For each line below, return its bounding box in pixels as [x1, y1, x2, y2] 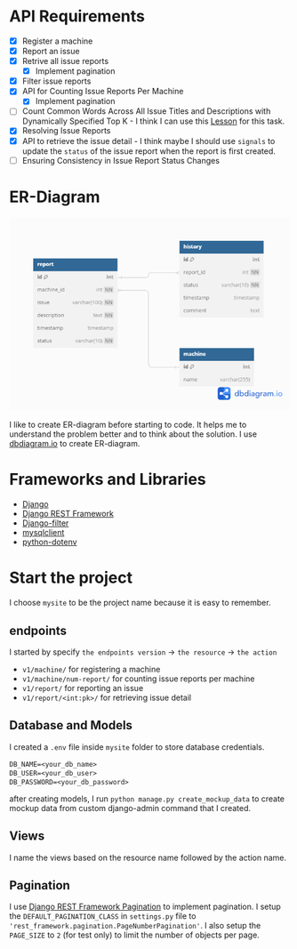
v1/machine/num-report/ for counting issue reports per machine [21, 673, 255, 684]
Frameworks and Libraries [9, 470, 206, 490]
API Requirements [9, 6, 145, 27]
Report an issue [21, 46, 80, 56]
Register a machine [21, 36, 93, 46]
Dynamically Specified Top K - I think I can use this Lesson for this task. [21, 116, 285, 126]
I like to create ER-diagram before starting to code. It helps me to [9, 420, 247, 430]
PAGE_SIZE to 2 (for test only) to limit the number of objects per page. [9, 929, 260, 940]
